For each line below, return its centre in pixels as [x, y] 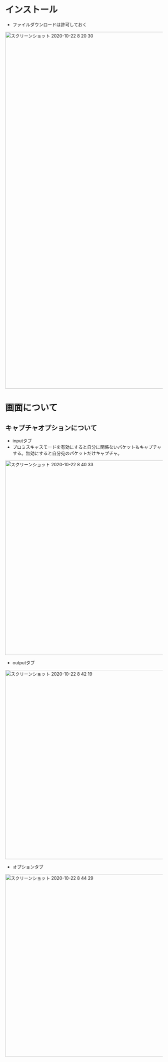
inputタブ [22, 441]
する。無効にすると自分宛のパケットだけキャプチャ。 [67, 453]
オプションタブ [28, 867]
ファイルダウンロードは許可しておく [49, 25]
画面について [31, 408]
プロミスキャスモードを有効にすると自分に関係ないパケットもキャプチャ [87, 447]
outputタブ [23, 662]
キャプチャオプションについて [51, 428]
